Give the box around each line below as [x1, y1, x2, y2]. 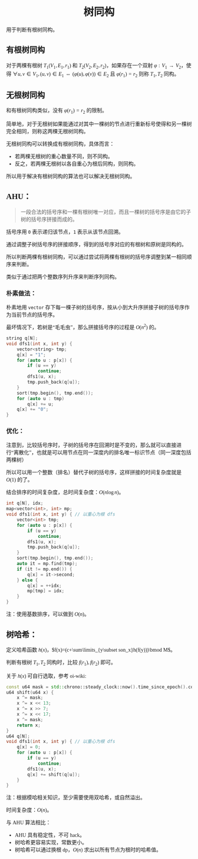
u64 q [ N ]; [6, 733, 31, 739]
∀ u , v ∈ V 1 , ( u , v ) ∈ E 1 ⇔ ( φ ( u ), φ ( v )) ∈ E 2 [12, 71, 109, 78]
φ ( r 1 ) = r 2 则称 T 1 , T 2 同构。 [116, 71, 180, 78]
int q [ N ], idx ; [6, 500, 44, 507]
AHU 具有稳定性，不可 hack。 [14, 832, 85, 838]
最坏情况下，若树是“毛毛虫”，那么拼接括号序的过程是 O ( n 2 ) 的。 [6, 323, 160, 331]
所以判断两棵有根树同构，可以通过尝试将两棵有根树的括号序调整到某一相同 [6, 254, 187, 260]
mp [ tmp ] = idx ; [27, 588, 65, 594]
